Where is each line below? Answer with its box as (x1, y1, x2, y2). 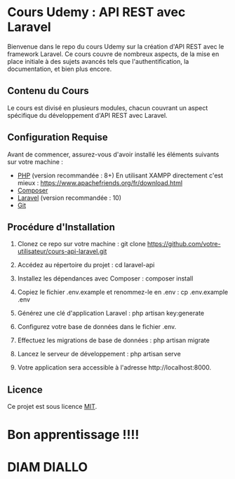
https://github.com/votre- (147, 240, 221, 248)
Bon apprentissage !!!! (7, 427, 140, 443)
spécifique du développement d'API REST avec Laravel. (7, 111, 168, 119)
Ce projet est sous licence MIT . (7, 403, 98, 411)
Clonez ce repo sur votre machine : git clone (17, 240, 146, 248)
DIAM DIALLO (7, 459, 88, 475)
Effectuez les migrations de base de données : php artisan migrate (17, 336, 210, 344)
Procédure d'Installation (7, 221, 116, 233)
